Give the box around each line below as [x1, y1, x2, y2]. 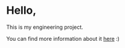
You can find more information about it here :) [6, 35, 120, 42]
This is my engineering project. [6, 23, 83, 31]
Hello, [6, 4, 37, 17]
